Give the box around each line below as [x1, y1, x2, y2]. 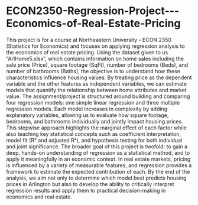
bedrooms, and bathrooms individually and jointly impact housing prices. [6, 118, 183, 125]
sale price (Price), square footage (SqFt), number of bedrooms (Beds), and [6, 61, 189, 69]
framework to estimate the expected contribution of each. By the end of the [6, 168, 190, 175]
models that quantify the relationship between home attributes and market [6, 86, 187, 93]
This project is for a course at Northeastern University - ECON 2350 [6, 36, 172, 43]
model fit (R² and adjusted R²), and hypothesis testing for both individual [6, 136, 183, 144]
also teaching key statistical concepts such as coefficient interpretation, [6, 130, 181, 137]
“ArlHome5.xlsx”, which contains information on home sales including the [6, 55, 184, 62]
